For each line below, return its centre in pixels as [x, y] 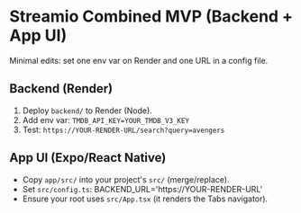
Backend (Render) [61, 89]
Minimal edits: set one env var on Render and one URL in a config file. [139, 60]
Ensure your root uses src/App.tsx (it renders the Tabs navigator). [145, 199]
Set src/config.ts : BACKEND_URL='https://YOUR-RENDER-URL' [142, 189]
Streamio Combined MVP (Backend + [151, 17]
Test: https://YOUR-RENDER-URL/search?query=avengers [123, 129]
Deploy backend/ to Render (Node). [87, 111]
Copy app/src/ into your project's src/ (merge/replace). [126, 179]
